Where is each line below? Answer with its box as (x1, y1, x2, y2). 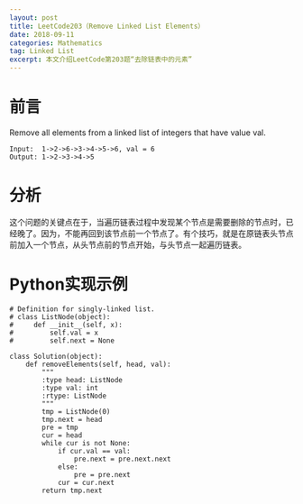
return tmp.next (41, 486, 103, 495)
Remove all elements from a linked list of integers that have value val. (9, 127, 266, 138)
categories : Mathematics (9, 38, 103, 48)
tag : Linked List (9, 47, 75, 56)
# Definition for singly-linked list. (9, 304, 155, 314)
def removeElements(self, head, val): (25, 360, 171, 369)
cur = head (41, 430, 83, 440)
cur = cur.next (57, 478, 115, 487)
